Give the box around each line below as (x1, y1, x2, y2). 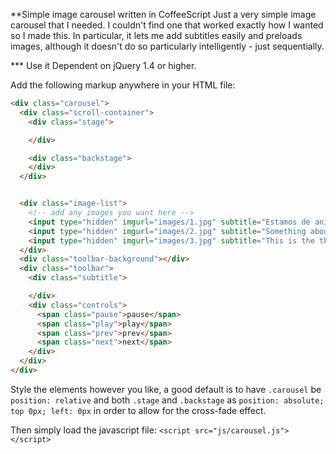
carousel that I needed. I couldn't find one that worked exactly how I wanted (10, 19, 324, 31)
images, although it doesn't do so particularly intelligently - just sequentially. (10, 40, 325, 52)
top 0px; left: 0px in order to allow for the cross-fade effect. (10, 404, 267, 416)
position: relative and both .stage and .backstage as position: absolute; (10, 394, 325, 406)
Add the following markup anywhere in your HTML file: (10, 79, 236, 91)
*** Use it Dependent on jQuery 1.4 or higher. (10, 60, 197, 71)
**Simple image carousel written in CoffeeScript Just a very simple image (10, 9, 317, 20)
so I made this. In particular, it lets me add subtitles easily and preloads (10, 30, 303, 41)
